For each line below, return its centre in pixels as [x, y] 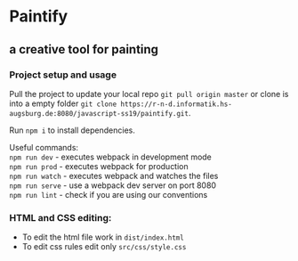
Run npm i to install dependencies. [72, 130]
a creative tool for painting [84, 49]
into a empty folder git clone [63, 103]
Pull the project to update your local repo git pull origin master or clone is [149, 94]
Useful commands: [44, 147]
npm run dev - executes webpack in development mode [110, 157]
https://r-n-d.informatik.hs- [176, 104]
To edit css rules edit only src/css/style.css [104, 247]
